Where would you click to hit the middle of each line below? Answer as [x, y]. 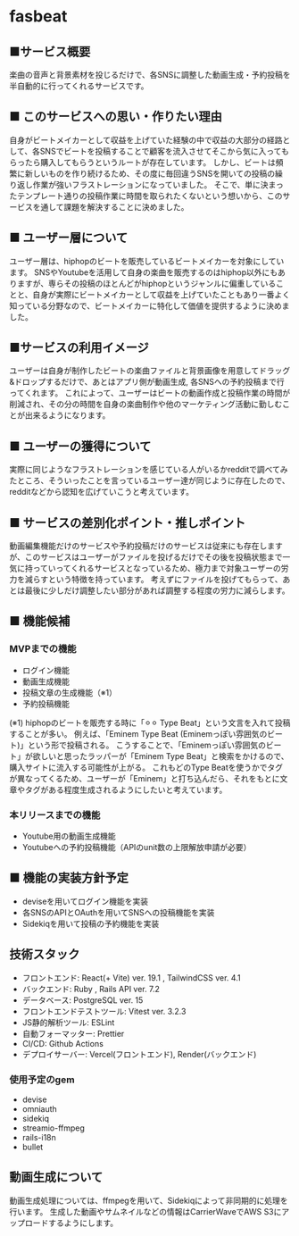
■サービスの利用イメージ [79, 348]
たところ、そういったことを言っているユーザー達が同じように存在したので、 [149, 480]
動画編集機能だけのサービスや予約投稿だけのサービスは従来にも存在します [146, 546]
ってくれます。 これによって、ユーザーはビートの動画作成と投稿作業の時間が [150, 393]
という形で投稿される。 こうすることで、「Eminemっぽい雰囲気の [147, 745]
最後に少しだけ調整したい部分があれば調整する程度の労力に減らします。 [157, 590]
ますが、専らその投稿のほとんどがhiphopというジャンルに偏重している [146, 283]
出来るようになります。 [67, 415]
